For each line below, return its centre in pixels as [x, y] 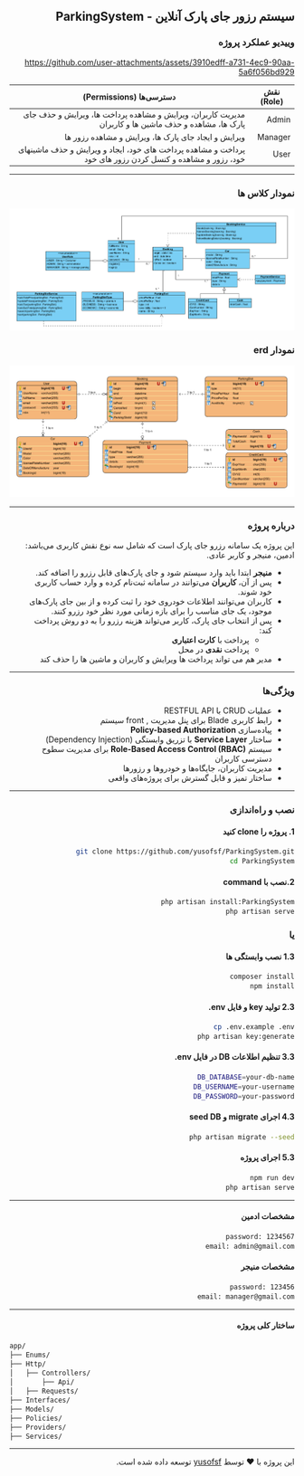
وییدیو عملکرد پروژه [256, 43]
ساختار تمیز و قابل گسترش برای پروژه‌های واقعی [190, 778]
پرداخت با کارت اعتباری [210, 640]
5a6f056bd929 [266, 71]
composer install [262, 977]
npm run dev [272, 1177]
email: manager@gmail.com [246, 1296]
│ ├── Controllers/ [50, 1373]
